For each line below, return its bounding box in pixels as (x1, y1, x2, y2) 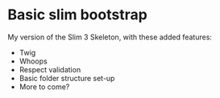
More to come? (19, 82, 70, 92)
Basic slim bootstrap (7, 6, 148, 24)
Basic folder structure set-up (19, 73, 115, 83)
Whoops (19, 56, 48, 66)
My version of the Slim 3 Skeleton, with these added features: (7, 32, 213, 42)
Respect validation (19, 64, 81, 74)
